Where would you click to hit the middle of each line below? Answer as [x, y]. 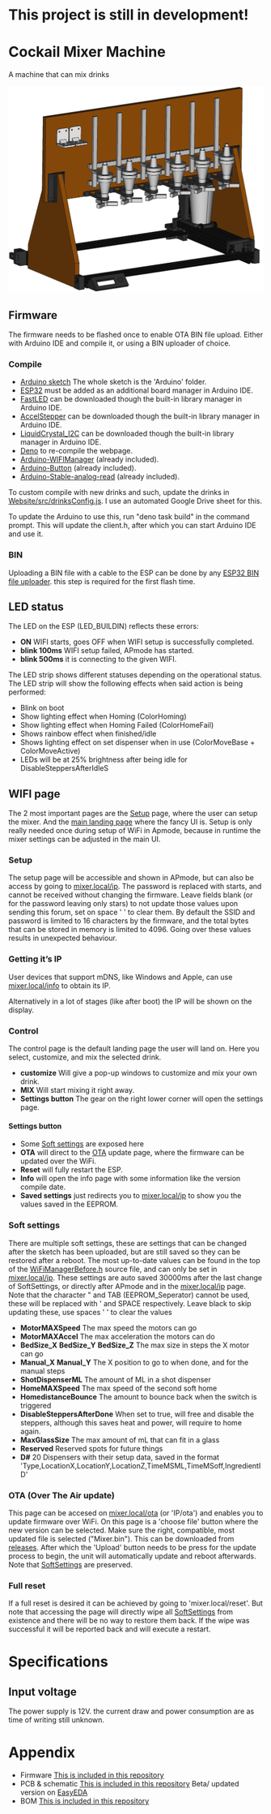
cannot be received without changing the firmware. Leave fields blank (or [131, 895]
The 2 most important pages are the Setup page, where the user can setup [133, 814]
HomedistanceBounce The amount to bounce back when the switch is [138, 1396]
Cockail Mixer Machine [87, 52]
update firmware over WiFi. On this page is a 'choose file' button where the [133, 1521]
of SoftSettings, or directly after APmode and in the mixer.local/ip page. [127, 1286]
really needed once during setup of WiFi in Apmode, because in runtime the [135, 831]
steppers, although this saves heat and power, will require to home [131, 1422]
